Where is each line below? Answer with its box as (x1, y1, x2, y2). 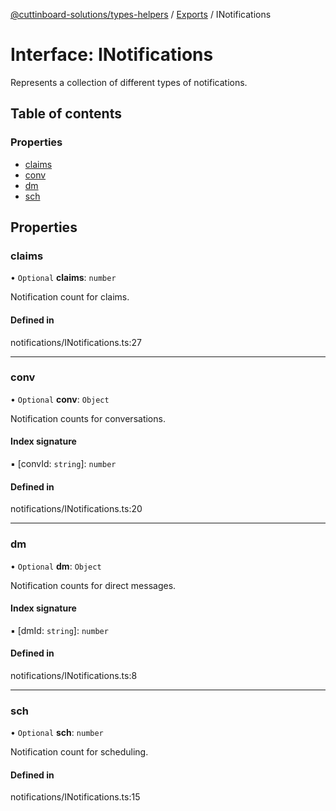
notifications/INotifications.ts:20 (10, 503, 143, 515)
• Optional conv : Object (10, 393, 110, 405)
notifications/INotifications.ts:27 (10, 336, 142, 348)
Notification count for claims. (10, 291, 130, 303)
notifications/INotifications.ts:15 (10, 791, 141, 803)
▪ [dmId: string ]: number (10, 624, 109, 636)
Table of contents (10, 105, 122, 123)
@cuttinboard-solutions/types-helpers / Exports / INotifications (10, 9, 272, 20)
